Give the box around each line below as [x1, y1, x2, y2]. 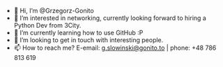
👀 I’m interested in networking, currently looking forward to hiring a [13, 14, 207, 22]
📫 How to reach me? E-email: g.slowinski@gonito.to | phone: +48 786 [13, 44, 217, 52]
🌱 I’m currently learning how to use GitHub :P [13, 28, 144, 37]
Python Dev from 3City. [13, 21, 82, 29]
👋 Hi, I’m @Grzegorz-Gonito [13, 7, 94, 15]
